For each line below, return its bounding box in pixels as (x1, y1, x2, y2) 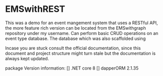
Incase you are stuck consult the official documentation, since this (5, 45, 141, 51)
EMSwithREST (5, 3, 66, 15)
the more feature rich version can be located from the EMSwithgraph (5, 25, 146, 31)
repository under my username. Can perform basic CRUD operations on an (5, 30, 159, 36)
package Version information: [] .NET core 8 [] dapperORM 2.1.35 (5, 65, 139, 71)
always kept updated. (5, 55, 49, 61)
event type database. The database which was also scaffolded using (5, 36, 146, 41)
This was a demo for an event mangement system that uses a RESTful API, (5, 20, 158, 26)
